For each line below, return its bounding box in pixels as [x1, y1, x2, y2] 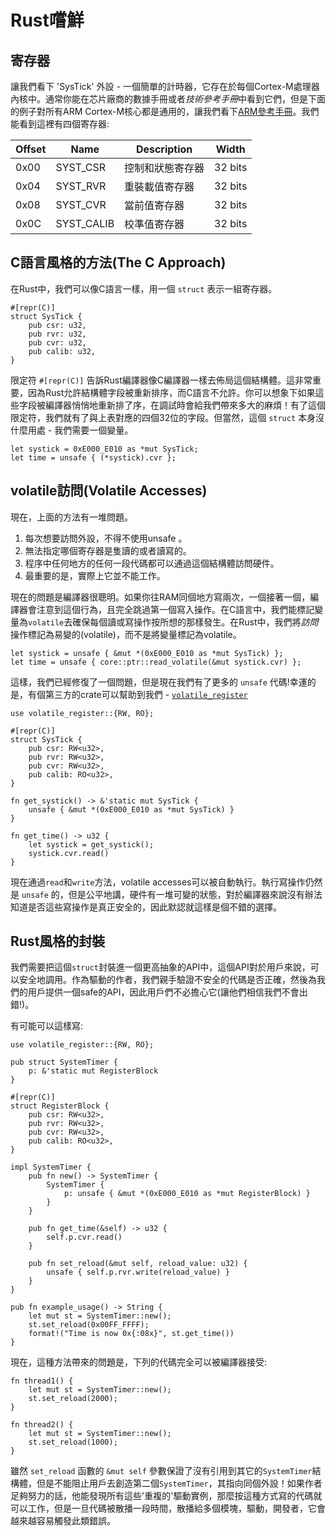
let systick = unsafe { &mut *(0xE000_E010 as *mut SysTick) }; [10, 648, 284, 658]
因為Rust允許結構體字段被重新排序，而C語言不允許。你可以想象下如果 [27, 386, 316, 398]
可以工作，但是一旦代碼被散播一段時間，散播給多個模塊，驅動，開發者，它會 [10, 1502, 326, 1515]
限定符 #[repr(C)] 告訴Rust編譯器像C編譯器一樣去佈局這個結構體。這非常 [10, 374, 313, 386]
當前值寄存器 [124, 199, 185, 212]
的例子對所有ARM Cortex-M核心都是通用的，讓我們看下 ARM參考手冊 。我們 [10, 106, 320, 117]
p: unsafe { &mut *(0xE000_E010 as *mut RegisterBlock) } [63, 1189, 311, 1199]
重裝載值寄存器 [124, 180, 195, 193]
